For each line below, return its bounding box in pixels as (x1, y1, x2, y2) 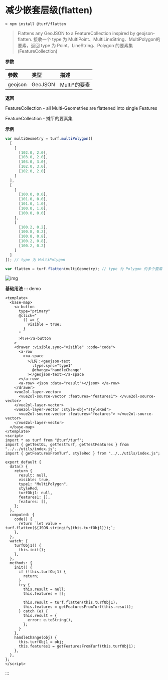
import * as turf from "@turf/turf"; (5, 438, 84, 443)
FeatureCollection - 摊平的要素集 (5, 115, 73, 121)
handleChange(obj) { (14, 635, 57, 640)
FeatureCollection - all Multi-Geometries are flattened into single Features (5, 105, 157, 111)
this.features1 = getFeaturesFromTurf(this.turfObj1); (18, 644, 136, 649)
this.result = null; (23, 587, 66, 592)
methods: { (10, 561, 33, 566)
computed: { (10, 512, 35, 518)
